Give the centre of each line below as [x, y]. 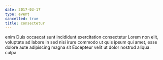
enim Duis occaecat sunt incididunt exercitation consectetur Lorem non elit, [82, 37]
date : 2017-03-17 [23, 10]
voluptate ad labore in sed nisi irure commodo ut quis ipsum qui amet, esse [81, 42]
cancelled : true [22, 19]
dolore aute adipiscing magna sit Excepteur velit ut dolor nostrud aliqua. [78, 47]
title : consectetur [25, 23]
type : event [17, 14]
